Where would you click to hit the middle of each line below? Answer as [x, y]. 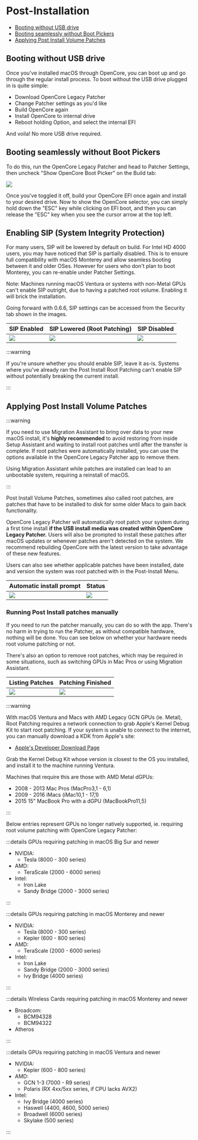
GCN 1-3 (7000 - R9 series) [57, 1082]
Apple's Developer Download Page [57, 748]
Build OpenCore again [41, 109]
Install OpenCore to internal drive [55, 116]
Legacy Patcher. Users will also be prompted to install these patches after [97, 535]
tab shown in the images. [37, 314]
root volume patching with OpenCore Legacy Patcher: [72, 831]
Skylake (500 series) [48, 1120]
